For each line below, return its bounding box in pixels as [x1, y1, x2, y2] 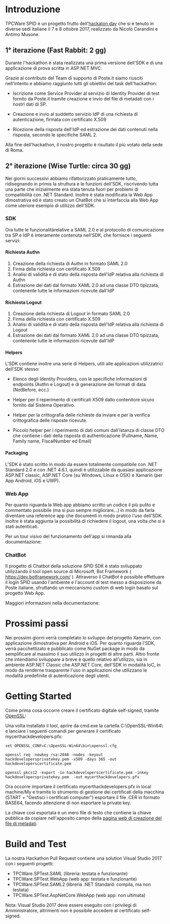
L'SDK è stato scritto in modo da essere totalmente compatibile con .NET [5, 461, 157, 467]
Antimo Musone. [5, 31, 40, 37]
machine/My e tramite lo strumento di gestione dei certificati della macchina [5, 789, 164, 795]
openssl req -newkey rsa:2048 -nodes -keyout [5, 752, 103, 758]
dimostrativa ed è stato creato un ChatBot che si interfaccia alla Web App [5, 197, 159, 203]
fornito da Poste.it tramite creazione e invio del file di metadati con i [12, 95, 154, 101]
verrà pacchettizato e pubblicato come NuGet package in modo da [5, 646, 145, 652]
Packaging [5, 450, 28, 456]
